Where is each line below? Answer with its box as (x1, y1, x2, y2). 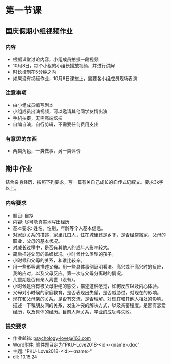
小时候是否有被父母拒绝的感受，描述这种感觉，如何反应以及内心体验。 (12, 283, 162, 289)
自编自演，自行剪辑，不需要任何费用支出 (12, 121, 99, 127)
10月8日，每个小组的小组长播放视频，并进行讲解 (12, 62, 115, 68)
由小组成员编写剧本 (12, 102, 54, 108)
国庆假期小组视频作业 (5, 27, 73, 35)
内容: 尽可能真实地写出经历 (12, 219, 70, 225)
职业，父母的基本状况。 (12, 238, 63, 244)
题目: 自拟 (12, 212, 34, 218)
